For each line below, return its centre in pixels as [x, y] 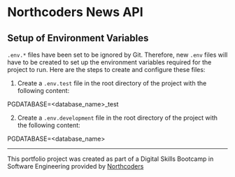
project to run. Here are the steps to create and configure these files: [106, 70]
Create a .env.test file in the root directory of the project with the [112, 83]
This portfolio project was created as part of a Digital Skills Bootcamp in [111, 159]
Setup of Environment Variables [78, 38]
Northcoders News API [75, 12]
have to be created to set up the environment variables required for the [109, 62]
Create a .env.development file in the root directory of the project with [117, 118]
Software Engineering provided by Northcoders [76, 166]
